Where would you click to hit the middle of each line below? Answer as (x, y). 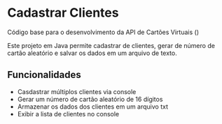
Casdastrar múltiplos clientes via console (77, 91)
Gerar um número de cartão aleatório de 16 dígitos (90, 99)
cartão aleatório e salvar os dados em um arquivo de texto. (92, 53)
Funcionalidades (44, 75)
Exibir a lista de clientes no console (68, 114)
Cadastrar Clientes (63, 13)
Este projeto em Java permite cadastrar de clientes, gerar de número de (111, 45)
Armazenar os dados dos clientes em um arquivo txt (92, 107)
